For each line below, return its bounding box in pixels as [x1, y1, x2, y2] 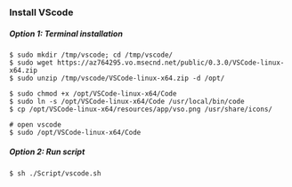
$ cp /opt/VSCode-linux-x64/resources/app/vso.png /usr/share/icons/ [9, 105, 273, 113]
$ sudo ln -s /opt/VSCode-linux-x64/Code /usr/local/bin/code [9, 97, 245, 105]
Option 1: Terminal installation [9, 28, 123, 39]
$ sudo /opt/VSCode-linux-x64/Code [9, 128, 142, 136]
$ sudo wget [9, 58, 53, 67]
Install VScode [9, 6, 74, 19]
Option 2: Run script [9, 146, 85, 157]
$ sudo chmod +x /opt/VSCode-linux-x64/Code [9, 89, 177, 98]
